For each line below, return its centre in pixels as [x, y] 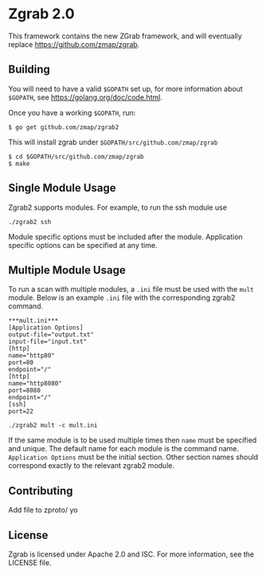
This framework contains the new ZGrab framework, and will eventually [125, 36]
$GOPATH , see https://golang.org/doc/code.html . [86, 97]
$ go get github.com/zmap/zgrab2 [64, 127]
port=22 [21, 411]
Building [29, 70]
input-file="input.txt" [48, 342]
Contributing [41, 491]
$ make [19, 163]
